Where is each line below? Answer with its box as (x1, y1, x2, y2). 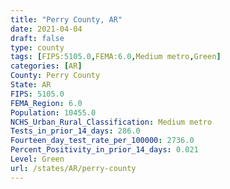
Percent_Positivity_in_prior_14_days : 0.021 (10, 145, 199, 155)
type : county (10, 42, 65, 53)
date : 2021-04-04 (10, 24, 83, 34)
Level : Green (10, 154, 65, 164)
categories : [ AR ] (10, 61, 83, 71)
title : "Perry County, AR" (10, 14, 123, 25)
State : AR (10, 80, 52, 90)
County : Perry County (10, 71, 101, 81)
